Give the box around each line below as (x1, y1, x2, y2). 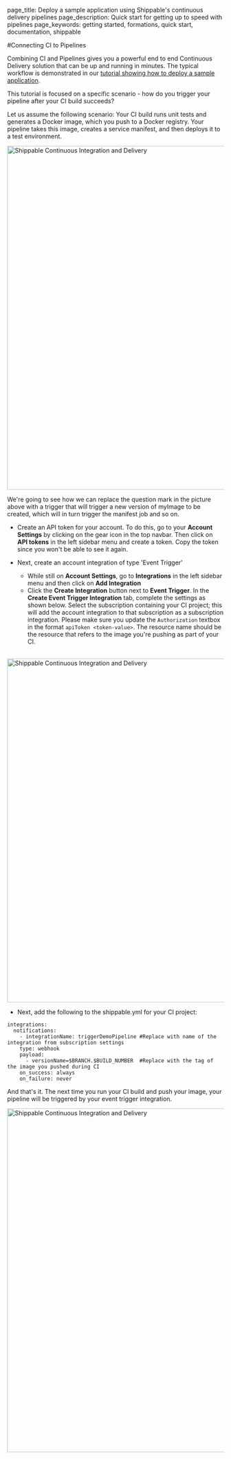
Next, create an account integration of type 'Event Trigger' (16, 558, 184, 567)
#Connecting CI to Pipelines (7, 41, 87, 49)
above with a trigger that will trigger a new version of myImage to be (7, 503, 201, 511)
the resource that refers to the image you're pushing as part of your (27, 630, 219, 638)
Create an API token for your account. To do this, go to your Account (16, 523, 213, 531)
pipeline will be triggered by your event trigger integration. (7, 1095, 173, 1103)
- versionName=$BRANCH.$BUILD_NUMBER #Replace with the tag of (25, 1057, 214, 1064)
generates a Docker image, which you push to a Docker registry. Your (7, 118, 204, 126)
